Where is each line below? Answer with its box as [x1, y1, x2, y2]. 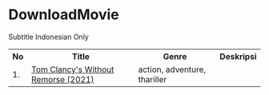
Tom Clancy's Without [31, 64, 114, 75]
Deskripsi [219, 50, 257, 61]
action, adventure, [138, 64, 207, 75]
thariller [138, 73, 167, 85]
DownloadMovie [8, 6, 119, 24]
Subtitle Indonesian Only [8, 32, 90, 42]
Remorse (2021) [31, 73, 94, 85]
